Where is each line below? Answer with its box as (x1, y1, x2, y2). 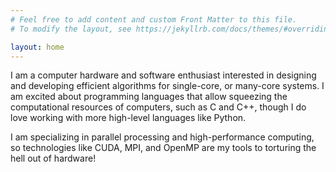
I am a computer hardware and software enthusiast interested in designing (10, 69, 317, 81)
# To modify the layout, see (10, 24, 132, 34)
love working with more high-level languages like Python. (10, 112, 247, 124)
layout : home (10, 42, 65, 52)
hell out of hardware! (10, 152, 97, 165)
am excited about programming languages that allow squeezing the (10, 91, 288, 103)
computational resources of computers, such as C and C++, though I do (10, 101, 307, 113)
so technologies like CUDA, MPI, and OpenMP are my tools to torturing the (10, 142, 317, 154)
